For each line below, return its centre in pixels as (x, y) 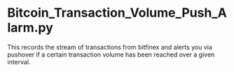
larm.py (30, 28)
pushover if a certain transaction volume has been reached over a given (111, 55)
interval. (19, 62)
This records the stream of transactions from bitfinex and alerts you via (110, 47)
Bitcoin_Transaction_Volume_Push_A (117, 13)
